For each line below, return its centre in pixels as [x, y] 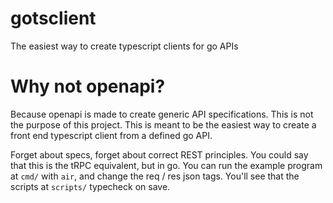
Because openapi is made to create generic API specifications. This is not [162, 114]
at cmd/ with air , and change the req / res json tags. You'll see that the [155, 176]
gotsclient [53, 18]
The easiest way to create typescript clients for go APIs [124, 46]
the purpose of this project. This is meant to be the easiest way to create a [163, 124]
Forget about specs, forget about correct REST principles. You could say [159, 154]
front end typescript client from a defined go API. [111, 135]
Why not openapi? [88, 86]
